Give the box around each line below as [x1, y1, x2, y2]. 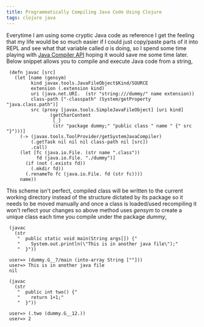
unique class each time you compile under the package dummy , [6, 213, 167, 220]
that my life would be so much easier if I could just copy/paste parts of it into [6, 38, 199, 45]
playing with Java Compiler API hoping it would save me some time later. [6, 51, 189, 58]
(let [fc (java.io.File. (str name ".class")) [19, 149, 140, 156]
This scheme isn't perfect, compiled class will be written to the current [6, 187, 183, 194]
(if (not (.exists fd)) [25, 160, 86, 166]
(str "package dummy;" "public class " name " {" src [52, 123, 192, 129]
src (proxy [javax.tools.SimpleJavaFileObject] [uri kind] [30, 106, 184, 113]
